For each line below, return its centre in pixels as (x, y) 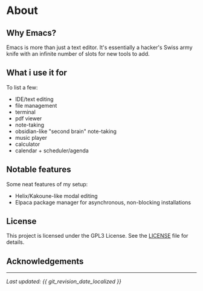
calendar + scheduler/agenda (52, 150)
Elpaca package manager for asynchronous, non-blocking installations (103, 202)
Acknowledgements (45, 261)
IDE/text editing (34, 99)
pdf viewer (28, 118)
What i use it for (37, 73)
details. (15, 242)
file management (36, 105)
